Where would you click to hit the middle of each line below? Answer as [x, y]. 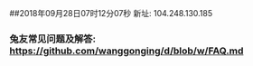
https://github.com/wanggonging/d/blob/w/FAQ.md [126, 51]
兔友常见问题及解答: [53, 39]
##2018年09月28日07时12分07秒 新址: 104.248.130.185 [111, 13]
